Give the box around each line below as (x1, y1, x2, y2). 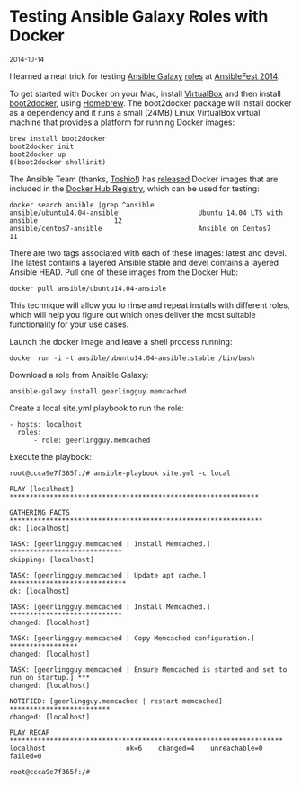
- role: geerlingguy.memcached (32, 436, 151, 445)
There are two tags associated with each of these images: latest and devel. (9, 247, 288, 258)
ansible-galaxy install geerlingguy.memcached (9, 386, 187, 396)
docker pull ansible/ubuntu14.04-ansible (9, 284, 167, 293)
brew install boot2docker (9, 134, 106, 143)
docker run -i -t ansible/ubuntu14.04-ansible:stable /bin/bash (9, 353, 255, 363)
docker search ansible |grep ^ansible (9, 200, 155, 209)
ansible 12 (9, 216, 123, 225)
